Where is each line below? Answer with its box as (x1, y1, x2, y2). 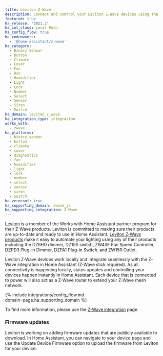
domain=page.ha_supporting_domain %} (5, 297, 87, 303)
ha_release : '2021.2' (5, 21, 49, 26)
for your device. (5, 346, 37, 352)
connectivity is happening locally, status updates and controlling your (5, 267, 145, 273)
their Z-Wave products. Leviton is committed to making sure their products (5, 226, 155, 232)
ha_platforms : (5, 130, 34, 135)
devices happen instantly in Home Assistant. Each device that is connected (5, 272, 156, 278)
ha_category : (5, 44, 32, 48)
